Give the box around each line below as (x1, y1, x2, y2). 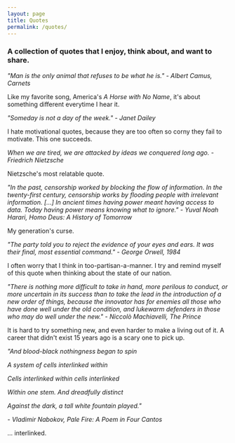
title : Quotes (7, 17, 49, 24)
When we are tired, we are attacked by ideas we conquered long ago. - (7, 148, 214, 157)
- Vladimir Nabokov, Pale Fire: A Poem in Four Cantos (7, 415, 163, 423)
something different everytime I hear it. (7, 100, 120, 108)
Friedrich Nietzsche (7, 155, 65, 164)
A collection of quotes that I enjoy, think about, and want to (7, 46, 213, 56)
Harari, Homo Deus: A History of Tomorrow (7, 212, 133, 222)
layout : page (7, 10, 46, 18)
